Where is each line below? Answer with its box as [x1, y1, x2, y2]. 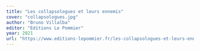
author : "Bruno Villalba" [6, 19, 70, 25]
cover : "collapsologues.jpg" [6, 14, 79, 20]
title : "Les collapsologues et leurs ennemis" [6, 8, 124, 15]
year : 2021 [6, 30, 33, 36]
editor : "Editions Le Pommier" [6, 25, 84, 31]
